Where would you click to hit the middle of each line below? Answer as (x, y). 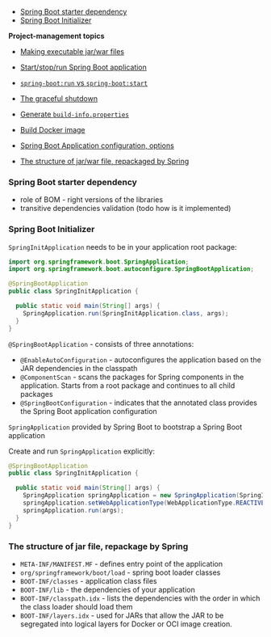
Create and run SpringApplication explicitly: (82, 451)
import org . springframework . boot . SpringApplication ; (99, 262)
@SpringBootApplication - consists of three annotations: (101, 344)
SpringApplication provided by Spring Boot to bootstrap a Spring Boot (125, 427)
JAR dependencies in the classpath (79, 368)
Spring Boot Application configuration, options (97, 146)
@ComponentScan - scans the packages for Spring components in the (132, 377)
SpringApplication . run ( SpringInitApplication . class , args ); (126, 313)
